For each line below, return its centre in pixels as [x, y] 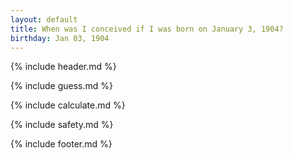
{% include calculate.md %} [68, 105]
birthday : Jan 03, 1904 [60, 38]
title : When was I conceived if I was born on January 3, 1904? [147, 29]
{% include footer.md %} [61, 144]
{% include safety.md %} [62, 125]
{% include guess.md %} [61, 86]
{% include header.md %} [63, 67]
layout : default [44, 19]
